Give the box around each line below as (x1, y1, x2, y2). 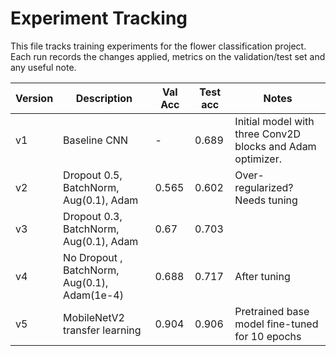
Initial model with (234, 114, 315, 128)
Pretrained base (234, 304, 310, 318)
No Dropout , (63, 250, 123, 264)
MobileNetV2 (63, 310, 125, 324)
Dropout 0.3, (63, 209, 123, 223)
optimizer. (234, 152, 282, 166)
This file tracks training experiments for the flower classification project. (10, 40, 307, 52)
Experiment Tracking (10, 7, 188, 30)
